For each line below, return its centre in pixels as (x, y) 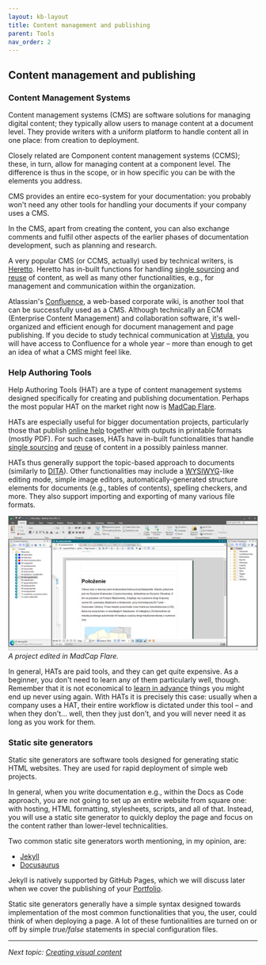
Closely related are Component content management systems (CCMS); (124, 156)
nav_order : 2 (30, 42)
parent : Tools (32, 33)
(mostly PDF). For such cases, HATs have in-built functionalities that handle (131, 439)
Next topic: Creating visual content (65, 952)
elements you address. (46, 181)
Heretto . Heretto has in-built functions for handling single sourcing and (123, 269)
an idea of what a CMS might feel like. (70, 352)
